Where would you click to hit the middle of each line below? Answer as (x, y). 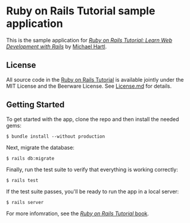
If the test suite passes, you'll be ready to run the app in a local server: (93, 191)
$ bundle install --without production (56, 136)
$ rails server (25, 202)
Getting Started (35, 105)
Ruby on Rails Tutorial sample (81, 11)
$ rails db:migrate (30, 158)
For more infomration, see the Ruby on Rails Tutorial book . (78, 213)
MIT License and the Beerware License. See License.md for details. (89, 86)
